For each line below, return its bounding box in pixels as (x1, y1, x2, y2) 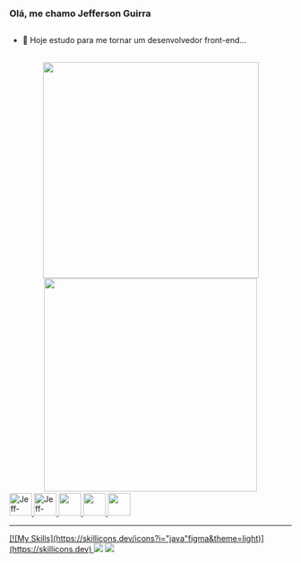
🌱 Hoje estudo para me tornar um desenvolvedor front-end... (21, 35, 247, 46)
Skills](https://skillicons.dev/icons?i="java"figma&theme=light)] (30, 533, 264, 544)
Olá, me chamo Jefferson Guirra (9, 7, 151, 20)
